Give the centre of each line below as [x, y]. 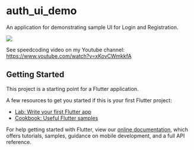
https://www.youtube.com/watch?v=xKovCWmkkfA [69, 56]
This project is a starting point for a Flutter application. [72, 89]
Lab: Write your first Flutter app [53, 112]
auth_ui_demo [42, 11]
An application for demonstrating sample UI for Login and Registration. [93, 27]
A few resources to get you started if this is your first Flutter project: [89, 100]
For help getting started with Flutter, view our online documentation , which [97, 129]
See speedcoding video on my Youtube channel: [65, 50]
